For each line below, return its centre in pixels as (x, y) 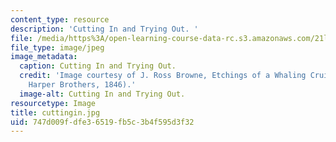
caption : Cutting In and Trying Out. (98, 66)
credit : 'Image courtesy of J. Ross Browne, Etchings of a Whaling (163, 76)
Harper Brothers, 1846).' (82, 85)
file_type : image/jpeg (57, 47)
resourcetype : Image (53, 103)
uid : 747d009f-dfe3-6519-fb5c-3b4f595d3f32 (102, 122)
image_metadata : (44, 57)
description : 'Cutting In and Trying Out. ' (104, 29)
